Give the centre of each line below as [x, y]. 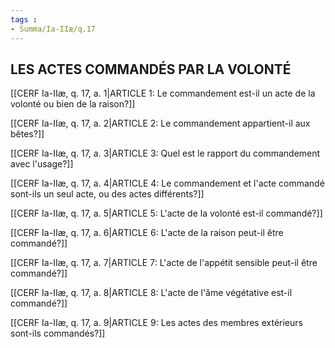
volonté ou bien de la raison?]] [73, 104]
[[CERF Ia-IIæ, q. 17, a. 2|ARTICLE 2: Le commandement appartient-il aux [160, 123]
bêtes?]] [27, 134]
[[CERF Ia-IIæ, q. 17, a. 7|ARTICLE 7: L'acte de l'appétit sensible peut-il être [164, 263]
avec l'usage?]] [42, 164]
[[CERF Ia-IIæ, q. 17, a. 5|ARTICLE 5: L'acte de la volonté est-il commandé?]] [166, 213]
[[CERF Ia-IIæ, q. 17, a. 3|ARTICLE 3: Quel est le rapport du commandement [165, 153]
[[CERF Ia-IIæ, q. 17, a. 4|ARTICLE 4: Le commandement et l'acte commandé [167, 183]
